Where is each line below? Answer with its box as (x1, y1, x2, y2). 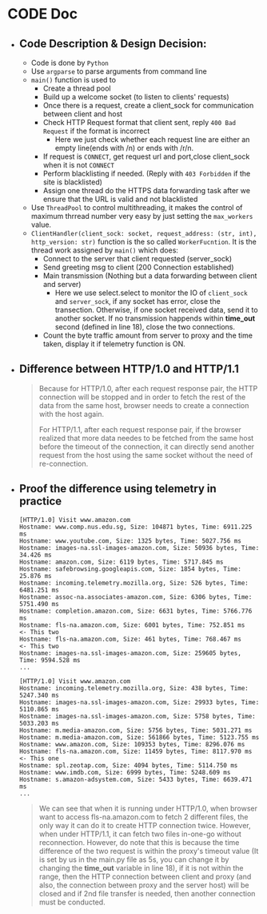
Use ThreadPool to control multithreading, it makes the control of (30, 203, 243, 212)
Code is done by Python (30, 58, 109, 67)
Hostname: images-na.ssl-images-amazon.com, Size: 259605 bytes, (18, 649, 241, 657)
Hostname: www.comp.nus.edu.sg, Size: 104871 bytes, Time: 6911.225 (18, 523, 253, 531)
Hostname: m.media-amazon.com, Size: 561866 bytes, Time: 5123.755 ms (18, 733, 260, 742)
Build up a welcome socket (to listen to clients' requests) (42, 92, 229, 101)
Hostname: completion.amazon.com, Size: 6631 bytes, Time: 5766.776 (18, 607, 253, 615)
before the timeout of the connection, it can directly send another (38, 442, 255, 451)
